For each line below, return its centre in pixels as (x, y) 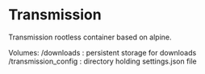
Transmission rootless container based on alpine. (90, 37)
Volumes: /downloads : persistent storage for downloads (102, 52)
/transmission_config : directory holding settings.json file (103, 61)
